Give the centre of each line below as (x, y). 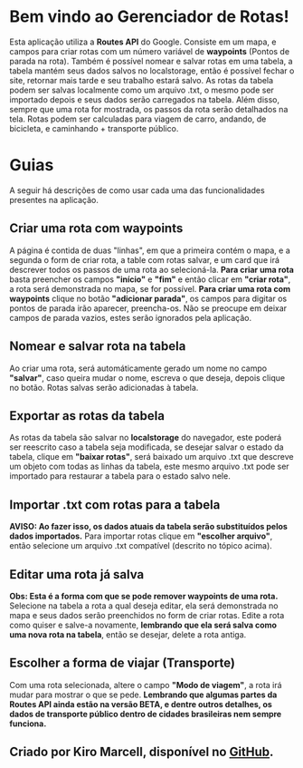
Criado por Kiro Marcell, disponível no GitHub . (142, 752)
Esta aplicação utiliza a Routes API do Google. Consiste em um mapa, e (143, 42)
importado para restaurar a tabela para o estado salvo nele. (120, 476)
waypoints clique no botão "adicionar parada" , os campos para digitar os (148, 298)
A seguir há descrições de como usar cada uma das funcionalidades (137, 190)
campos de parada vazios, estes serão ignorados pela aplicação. (130, 317)
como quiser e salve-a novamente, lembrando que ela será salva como (143, 625)
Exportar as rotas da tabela (87, 416)
